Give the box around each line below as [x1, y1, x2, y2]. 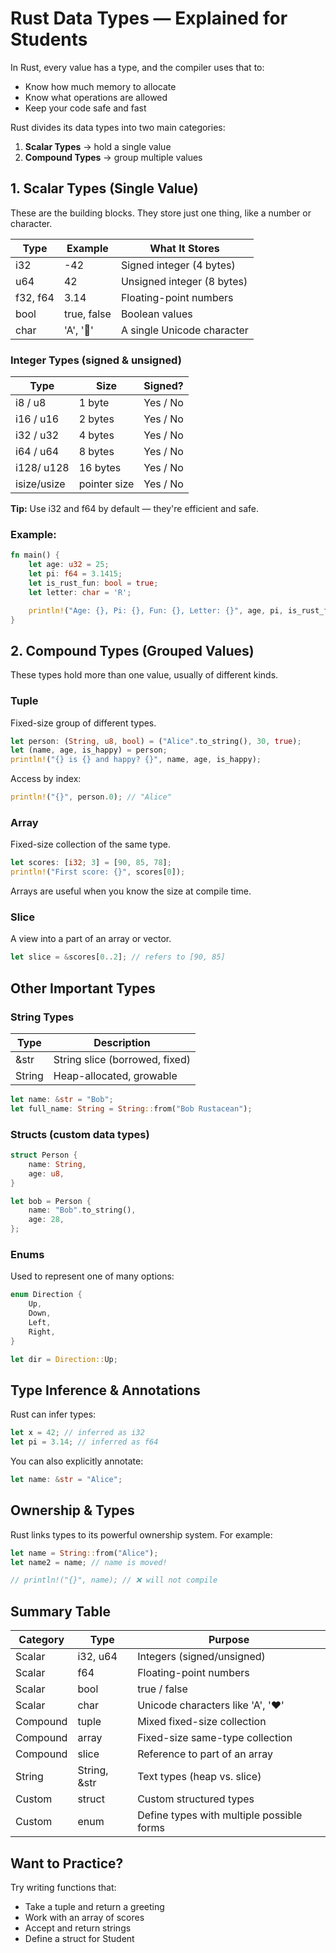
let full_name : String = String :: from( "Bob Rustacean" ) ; [10, 1103, 253, 1114]
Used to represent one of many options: [10, 1270, 175, 1282]
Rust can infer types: [10, 1408, 97, 1421]
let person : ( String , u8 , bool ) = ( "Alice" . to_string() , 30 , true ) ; [10, 736, 302, 746]
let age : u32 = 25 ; [28, 560, 110, 570]
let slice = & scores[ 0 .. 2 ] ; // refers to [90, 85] [10, 952, 226, 962]
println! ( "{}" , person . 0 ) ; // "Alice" [10, 792, 172, 802]
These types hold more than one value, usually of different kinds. [10, 669, 279, 681]
